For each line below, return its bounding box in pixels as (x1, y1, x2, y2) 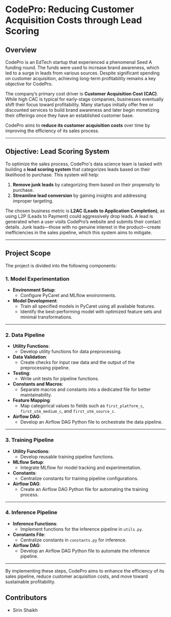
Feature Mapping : (12, 397, 51, 404)
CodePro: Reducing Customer (5, 4, 134, 15)
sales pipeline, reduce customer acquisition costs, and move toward (5, 573, 148, 579)
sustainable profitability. (5, 578, 56, 585)
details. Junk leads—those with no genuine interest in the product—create (5, 224, 161, 230)
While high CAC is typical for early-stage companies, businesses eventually (5, 96, 164, 102)
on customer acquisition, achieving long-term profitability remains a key (5, 76, 156, 81)
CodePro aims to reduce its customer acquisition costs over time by (5, 122, 150, 128)
